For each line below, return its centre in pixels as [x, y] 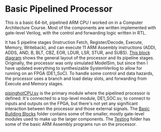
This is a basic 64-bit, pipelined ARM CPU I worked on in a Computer [74, 22]
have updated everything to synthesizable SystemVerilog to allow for [74, 68]
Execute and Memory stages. [34, 83]
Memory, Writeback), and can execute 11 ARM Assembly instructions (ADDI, [81, 47]
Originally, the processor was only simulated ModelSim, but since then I [76, 63]
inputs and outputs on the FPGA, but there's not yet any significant [72, 103]
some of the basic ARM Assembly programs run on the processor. [71, 124]
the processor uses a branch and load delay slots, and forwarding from [76, 78]
